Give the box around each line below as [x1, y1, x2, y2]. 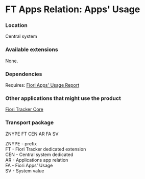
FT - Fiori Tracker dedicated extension [5, 146, 86, 152]
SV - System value [5, 167, 44, 174]
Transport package [5, 119, 54, 126]
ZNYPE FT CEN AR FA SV [5, 131, 59, 137]
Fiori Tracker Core [5, 106, 43, 113]
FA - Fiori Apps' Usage [5, 162, 53, 168]
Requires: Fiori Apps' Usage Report [5, 82, 80, 88]
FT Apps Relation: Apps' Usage [5, 4, 140, 15]
